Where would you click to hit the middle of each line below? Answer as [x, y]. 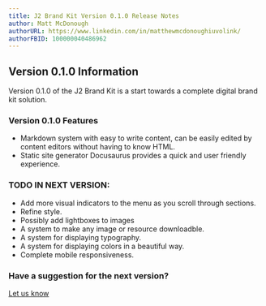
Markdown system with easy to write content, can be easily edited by [136, 138]
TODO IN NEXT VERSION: [59, 185]
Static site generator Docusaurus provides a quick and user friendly [133, 156]
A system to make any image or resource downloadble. [112, 229]
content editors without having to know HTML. [98, 147]
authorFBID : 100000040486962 [58, 39]
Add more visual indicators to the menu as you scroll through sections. [138, 203]
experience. [40, 164]
